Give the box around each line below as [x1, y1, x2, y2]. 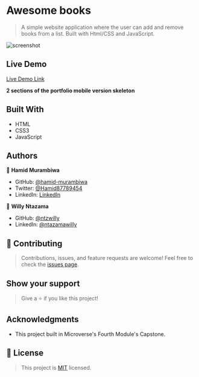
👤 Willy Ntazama [6, 203, 49, 210]
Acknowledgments [6, 314, 80, 325]
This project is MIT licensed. [21, 364, 92, 371]
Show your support [6, 278, 80, 288]
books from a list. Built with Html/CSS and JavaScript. [21, 30, 155, 37]
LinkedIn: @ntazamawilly [14, 221, 77, 228]
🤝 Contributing [6, 238, 63, 249]
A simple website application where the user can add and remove [21, 24, 184, 31]
